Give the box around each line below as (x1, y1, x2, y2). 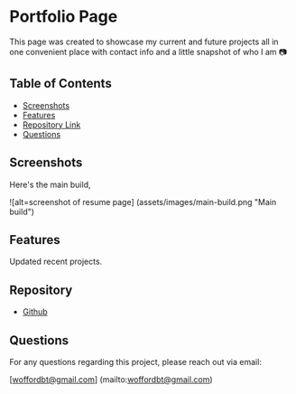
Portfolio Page (9, 6, 118, 27)
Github (22, 306, 48, 317)
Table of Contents (9, 76, 113, 91)
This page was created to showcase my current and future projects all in (9, 36, 279, 47)
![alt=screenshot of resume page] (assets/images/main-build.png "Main (9, 196, 277, 207)
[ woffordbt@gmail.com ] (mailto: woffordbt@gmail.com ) (9, 374, 214, 385)
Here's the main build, (9, 179, 92, 190)
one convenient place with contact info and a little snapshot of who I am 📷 (9, 46, 287, 57)
